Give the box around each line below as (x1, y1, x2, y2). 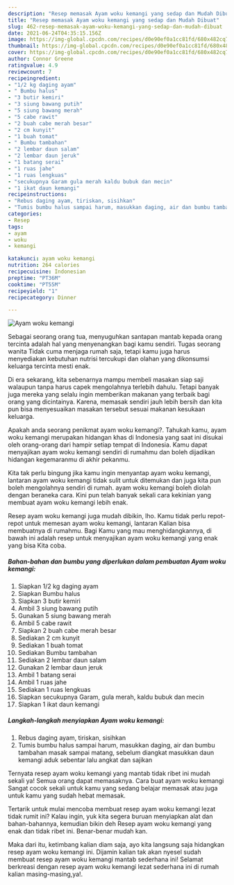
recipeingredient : (8, 74, 61, 82)
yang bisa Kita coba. (8, 541, 67, 549)
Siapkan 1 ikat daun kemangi (17, 700, 100, 709)
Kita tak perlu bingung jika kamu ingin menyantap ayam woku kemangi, (8, 469, 211, 477)
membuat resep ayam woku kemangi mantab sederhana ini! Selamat (8, 855, 203, 863)
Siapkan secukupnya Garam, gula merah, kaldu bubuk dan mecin (17, 693, 204, 702)
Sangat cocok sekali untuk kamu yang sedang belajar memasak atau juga (8, 784, 218, 793)
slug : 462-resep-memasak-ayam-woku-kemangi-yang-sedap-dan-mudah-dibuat (8, 23, 223, 30)
